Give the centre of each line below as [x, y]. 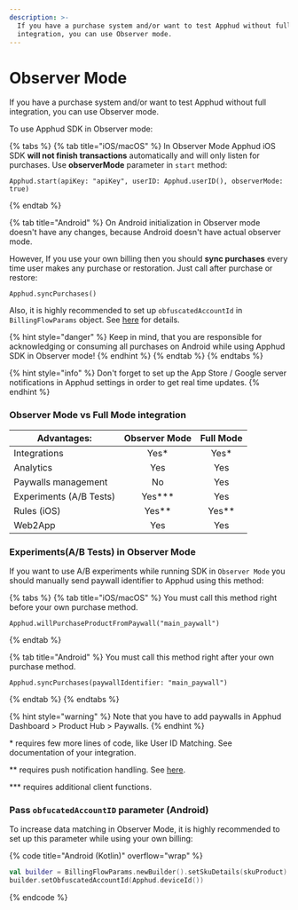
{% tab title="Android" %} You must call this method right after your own [142, 657]
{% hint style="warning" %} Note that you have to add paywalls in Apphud [145, 716]
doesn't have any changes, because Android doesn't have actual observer [145, 233]
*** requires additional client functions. [81, 787]
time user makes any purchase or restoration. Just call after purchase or [141, 268]
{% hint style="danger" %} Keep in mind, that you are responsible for [136, 337]
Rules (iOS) [37, 510]
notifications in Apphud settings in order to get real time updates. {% [134, 383]
